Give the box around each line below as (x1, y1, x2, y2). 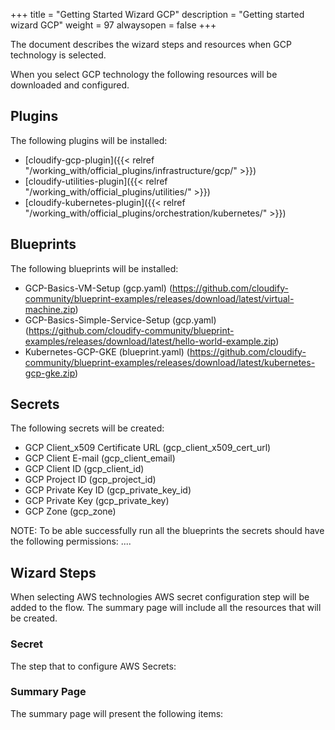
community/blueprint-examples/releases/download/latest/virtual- (24, 292, 295, 304)
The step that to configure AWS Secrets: (10, 660, 177, 672)
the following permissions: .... (10, 535, 132, 548)
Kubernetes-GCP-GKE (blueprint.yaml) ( (24, 345, 190, 358)
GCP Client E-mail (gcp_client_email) (24, 452, 176, 464)
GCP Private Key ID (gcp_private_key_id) (24, 484, 192, 496)
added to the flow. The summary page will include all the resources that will (10, 602, 322, 614)
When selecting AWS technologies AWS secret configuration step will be (10, 591, 310, 603)
